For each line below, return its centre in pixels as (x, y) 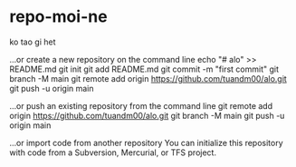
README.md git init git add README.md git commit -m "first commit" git (144, 69)
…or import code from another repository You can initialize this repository (146, 142)
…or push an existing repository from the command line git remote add (141, 105)
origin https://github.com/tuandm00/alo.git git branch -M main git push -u (147, 115)
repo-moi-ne (58, 17)
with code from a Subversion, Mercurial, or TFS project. (113, 152)
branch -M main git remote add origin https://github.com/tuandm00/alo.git (148, 78)
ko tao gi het (33, 42)
